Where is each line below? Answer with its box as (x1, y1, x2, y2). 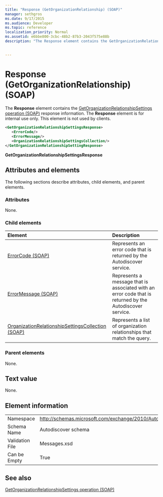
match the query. (112, 335, 151, 342)
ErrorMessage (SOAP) (7, 291, 58, 297)
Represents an (112, 240, 145, 247)
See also (5, 474, 32, 482)
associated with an (112, 285, 155, 291)
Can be (7, 451, 24, 458)
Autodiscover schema (39, 426, 90, 433)
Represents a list (112, 317, 150, 324)
